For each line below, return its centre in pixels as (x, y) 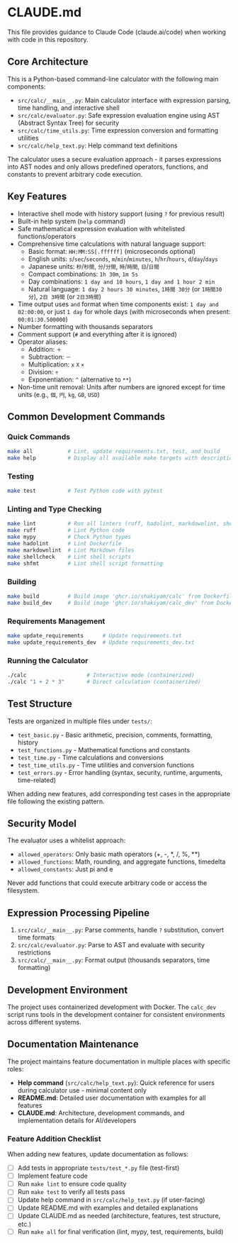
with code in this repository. (48, 39)
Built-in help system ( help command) (72, 221)
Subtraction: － (50, 357)
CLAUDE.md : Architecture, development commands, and (101, 1113)
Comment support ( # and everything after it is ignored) (97, 334)
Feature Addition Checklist (54, 1139)
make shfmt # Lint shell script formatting (85, 563)
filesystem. (23, 891)
